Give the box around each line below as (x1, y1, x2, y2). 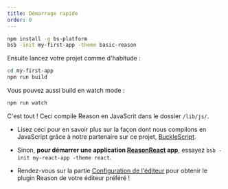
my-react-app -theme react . (32, 153, 112, 162)
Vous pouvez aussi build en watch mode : (7, 87, 125, 94)
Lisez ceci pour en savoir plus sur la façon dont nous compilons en (16, 125, 207, 133)
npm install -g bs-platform (7, 35, 88, 42)
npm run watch (7, 100, 48, 107)
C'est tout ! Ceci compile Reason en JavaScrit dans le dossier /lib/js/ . (7, 111, 209, 120)
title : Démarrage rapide (7, 10, 78, 17)
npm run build (7, 74, 48, 81)
